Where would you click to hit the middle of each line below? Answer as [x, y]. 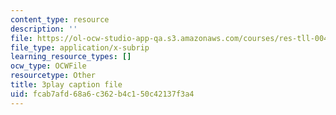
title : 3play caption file [66, 85]
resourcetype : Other [53, 76]
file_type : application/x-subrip [80, 47]
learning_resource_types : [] [71, 57]
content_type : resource [60, 19]
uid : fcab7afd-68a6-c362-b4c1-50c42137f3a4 [102, 94]
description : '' [44, 29]
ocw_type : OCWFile [48, 66]
